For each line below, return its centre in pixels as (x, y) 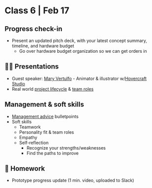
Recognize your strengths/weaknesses (66, 148)
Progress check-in (34, 29)
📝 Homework (25, 169)
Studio (18, 83)
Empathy (28, 137)
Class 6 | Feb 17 (37, 11)
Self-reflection (34, 143)
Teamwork (30, 127)
